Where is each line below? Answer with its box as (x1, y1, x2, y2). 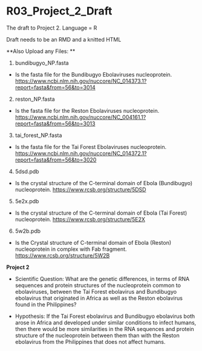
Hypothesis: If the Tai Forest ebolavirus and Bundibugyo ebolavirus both (15, 312, 195, 320)
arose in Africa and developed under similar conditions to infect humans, (15, 318, 197, 326)
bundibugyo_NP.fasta (15, 59, 69, 66)
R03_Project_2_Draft (6, 4, 112, 18)
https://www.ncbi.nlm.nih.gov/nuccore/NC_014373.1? (15, 77, 147, 84)
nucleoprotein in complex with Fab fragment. (15, 245, 127, 253)
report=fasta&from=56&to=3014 (15, 83, 96, 91)
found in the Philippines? (15, 300, 77, 308)
